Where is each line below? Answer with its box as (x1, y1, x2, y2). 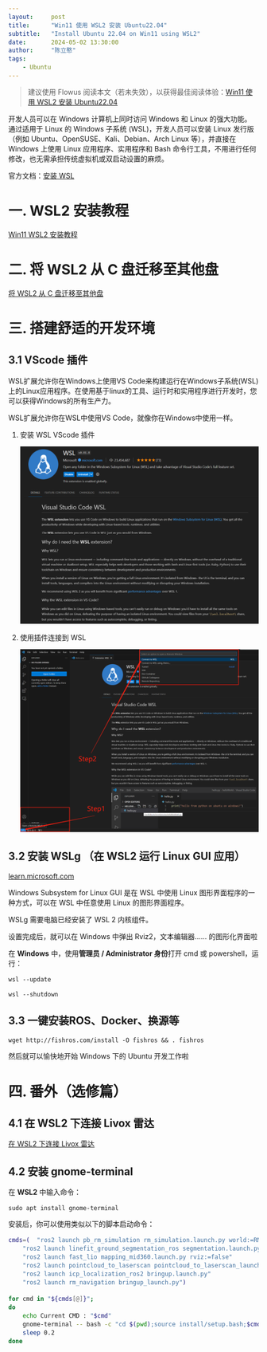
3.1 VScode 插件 (8, 353, 88, 367)
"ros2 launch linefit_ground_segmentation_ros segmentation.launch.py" (22, 1244, 265, 1253)
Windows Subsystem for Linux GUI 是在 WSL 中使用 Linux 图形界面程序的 (8, 887, 249, 897)
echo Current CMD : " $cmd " (22, 1312, 112, 1320)
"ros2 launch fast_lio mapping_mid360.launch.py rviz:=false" (22, 1253, 233, 1261)
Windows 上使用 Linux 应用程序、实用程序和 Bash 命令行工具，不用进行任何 (8, 143, 257, 153)
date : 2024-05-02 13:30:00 (8, 38, 119, 46)
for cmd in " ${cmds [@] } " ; (8, 1295, 94, 1303)
